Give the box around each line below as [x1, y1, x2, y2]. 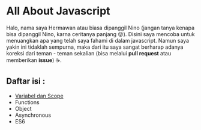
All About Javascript [6, 4, 110, 18]
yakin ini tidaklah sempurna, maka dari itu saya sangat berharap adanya [6, 43, 184, 51]
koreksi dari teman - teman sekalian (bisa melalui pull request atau [6, 49, 172, 57]
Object [14, 105, 32, 112]
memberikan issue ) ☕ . [6, 56, 62, 64]
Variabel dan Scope [14, 92, 64, 99]
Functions [14, 98, 40, 106]
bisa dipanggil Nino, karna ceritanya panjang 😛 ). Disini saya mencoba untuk [6, 30, 195, 37]
